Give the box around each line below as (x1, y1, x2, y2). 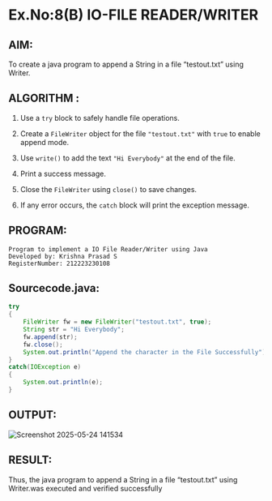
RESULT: (8, 453, 53, 467)
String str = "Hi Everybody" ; (23, 326, 125, 334)
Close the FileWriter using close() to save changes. (19, 184, 197, 194)
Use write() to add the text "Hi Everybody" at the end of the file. (19, 152, 236, 163)
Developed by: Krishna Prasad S (8, 252, 117, 260)
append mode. (19, 137, 70, 147)
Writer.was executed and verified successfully (8, 483, 163, 493)
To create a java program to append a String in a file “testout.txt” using (8, 59, 244, 69)
